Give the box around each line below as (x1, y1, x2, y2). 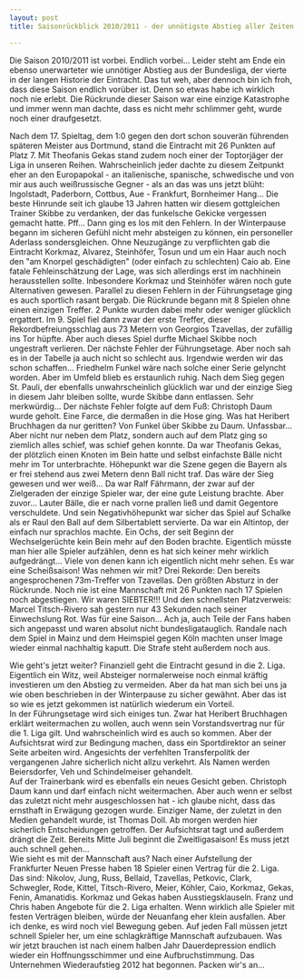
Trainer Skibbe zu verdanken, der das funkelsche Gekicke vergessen (9, 207, 267, 218)
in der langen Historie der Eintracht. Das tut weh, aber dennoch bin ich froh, (9, 74, 293, 85)
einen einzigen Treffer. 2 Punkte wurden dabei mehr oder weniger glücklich (9, 304, 292, 315)
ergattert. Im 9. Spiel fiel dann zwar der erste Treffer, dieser (9, 314, 231, 325)
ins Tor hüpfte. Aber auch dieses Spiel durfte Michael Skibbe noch (9, 333, 257, 344)
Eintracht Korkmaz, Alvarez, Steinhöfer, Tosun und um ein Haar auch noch (9, 246, 287, 257)
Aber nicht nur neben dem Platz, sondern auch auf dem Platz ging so (9, 429, 268, 441)
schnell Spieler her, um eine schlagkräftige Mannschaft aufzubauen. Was (9, 930, 283, 941)
